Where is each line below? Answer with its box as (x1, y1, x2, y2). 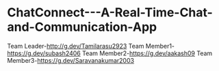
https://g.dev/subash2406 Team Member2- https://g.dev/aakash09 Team (7, 49, 213, 57)
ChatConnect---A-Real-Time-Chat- (7, 5, 214, 20)
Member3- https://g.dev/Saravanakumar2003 (7, 56, 135, 64)
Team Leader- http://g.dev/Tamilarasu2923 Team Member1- (7, 42, 175, 50)
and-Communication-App (7, 19, 157, 35)
